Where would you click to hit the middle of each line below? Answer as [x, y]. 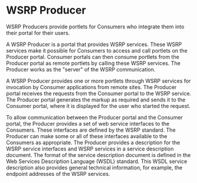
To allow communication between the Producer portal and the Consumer [94, 117]
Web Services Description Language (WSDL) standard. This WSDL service [97, 161]
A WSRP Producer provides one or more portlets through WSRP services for [98, 81]
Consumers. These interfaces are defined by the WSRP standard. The [91, 130]
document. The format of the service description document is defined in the [98, 155]
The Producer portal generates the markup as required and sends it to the [96, 99]
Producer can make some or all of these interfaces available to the [87, 136]
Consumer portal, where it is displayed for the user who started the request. [98, 106]
